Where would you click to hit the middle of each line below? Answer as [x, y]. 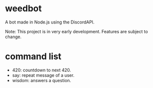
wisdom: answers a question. [42, 80]
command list [33, 56]
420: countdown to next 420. [42, 70]
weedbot [23, 9]
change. [13, 37]
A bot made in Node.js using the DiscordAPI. [50, 22]
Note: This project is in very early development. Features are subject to [76, 31]
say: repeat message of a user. [43, 75]
